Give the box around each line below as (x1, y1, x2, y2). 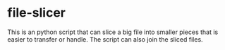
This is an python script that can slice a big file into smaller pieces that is (7, 28, 219, 36)
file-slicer (7, 5, 66, 21)
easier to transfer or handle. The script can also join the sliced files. (7, 35, 203, 43)
